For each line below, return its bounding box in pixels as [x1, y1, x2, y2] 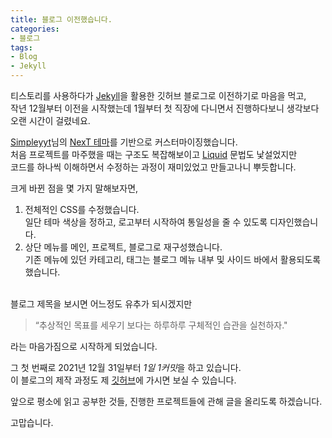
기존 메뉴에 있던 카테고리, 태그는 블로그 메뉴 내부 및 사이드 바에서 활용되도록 [24, 254, 322, 265]
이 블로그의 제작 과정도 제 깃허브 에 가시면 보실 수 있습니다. [10, 374, 237, 386]
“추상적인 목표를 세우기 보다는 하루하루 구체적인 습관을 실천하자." [34, 319, 288, 331]
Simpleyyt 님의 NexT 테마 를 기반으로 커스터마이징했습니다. [10, 136, 238, 148]
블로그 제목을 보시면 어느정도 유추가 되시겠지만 [10, 298, 193, 310]
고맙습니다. [10, 417, 54, 428]
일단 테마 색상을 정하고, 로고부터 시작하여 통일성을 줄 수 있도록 [24, 216, 268, 228]
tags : [10, 42, 33, 53]
